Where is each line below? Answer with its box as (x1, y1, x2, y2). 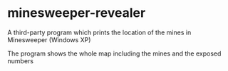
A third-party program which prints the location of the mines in (7, 28, 192, 37)
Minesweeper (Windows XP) (7, 35, 91, 44)
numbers (7, 56, 34, 65)
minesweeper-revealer (7, 5, 146, 21)
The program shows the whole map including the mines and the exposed (7, 49, 222, 58)
